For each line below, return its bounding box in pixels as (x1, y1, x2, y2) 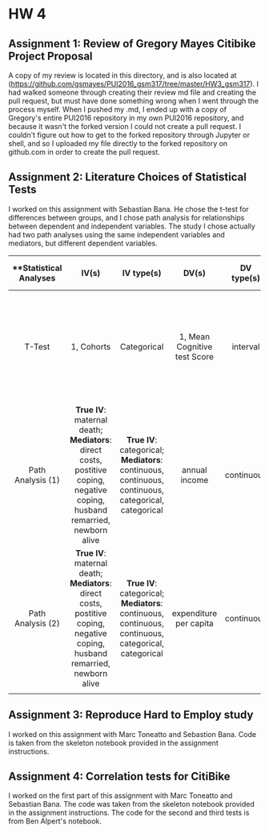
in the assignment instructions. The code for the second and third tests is (8, 808, 250, 818)
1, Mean (179, 330, 211, 342)
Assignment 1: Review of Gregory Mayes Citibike (8, 37, 256, 51)
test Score (175, 350, 215, 362)
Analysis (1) (14, 474, 60, 485)
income (180, 474, 209, 485)
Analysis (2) (14, 617, 60, 629)
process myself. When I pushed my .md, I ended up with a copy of (8, 105, 227, 114)
